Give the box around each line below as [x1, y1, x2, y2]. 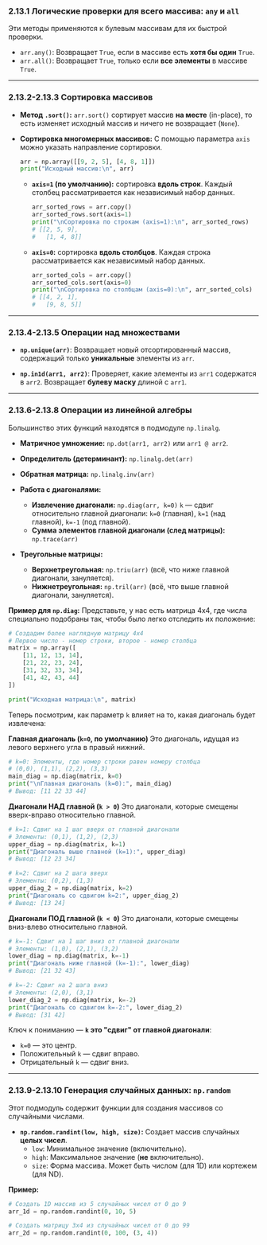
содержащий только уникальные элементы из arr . [19, 353, 195, 363]
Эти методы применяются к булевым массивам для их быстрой [8, 24, 227, 33]
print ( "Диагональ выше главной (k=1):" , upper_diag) [8, 848, 187, 856]
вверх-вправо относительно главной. [8, 810, 137, 819]
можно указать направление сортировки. [19, 142, 163, 152]
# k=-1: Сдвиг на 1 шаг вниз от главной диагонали [8, 937, 180, 945]
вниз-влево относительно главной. [8, 922, 128, 931]
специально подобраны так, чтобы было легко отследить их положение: [8, 614, 256, 623]
